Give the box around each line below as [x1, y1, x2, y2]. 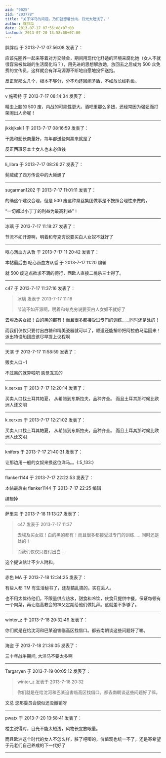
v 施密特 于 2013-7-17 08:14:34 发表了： [5, 93, 87, 99]
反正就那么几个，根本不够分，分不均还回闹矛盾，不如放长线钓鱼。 [5, 78, 139, 84]
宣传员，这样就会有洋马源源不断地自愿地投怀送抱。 [13, 67, 118, 73]
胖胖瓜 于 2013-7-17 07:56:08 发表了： [5, 45, 83, 50]
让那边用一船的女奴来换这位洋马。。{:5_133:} [5, 460, 94, 465]
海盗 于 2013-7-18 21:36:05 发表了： [5, 642, 79, 648]
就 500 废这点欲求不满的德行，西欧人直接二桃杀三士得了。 [5, 270, 124, 276]
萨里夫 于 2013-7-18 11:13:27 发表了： [5, 511, 81, 517]
